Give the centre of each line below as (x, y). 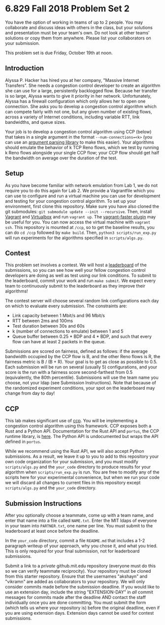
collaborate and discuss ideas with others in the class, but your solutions (79, 27)
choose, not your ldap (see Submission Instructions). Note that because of (81, 383)
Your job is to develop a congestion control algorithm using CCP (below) (78, 132)
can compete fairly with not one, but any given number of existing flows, (79, 111)
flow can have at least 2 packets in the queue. (59, 342)
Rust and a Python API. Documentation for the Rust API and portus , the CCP (82, 431)
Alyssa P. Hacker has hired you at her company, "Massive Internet (72, 80)
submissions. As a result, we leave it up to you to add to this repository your (82, 456)
